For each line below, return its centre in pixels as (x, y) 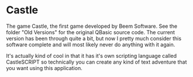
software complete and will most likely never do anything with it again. (91, 45)
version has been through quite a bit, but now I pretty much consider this (94, 38)
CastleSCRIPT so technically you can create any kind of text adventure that (96, 62)
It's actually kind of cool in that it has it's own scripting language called (92, 56)
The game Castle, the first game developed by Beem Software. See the (92, 26)
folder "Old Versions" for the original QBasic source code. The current (91, 32)
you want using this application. (44, 68)
